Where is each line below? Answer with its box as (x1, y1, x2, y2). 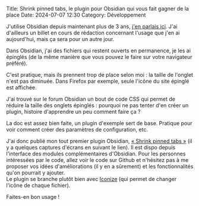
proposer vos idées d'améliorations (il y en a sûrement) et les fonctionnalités (6, 163, 194, 170)
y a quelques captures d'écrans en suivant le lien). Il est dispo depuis (6, 144, 176, 151)
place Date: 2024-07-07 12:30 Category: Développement (6, 11, 146, 18)
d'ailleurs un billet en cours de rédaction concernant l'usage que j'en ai (6, 29, 180, 36)
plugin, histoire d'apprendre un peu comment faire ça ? (6, 108, 141, 115)
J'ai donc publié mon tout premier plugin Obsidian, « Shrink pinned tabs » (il (6, 138, 192, 145)
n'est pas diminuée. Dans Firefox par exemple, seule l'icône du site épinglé (6, 77, 189, 85)
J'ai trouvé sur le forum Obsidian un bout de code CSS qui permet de (6, 95, 175, 102)
